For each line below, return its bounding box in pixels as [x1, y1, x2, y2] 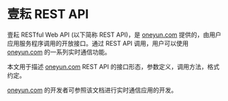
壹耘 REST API [7, 6, 89, 22]
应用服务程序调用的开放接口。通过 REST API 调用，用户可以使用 [7, 39, 189, 47]
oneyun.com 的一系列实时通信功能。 [7, 48, 111, 56]
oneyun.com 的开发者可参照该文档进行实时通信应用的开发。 [7, 86, 178, 94]
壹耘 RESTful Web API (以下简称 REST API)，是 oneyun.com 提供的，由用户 [7, 30, 222, 39]
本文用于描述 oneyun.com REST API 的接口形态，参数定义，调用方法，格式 [7, 62, 220, 71]
